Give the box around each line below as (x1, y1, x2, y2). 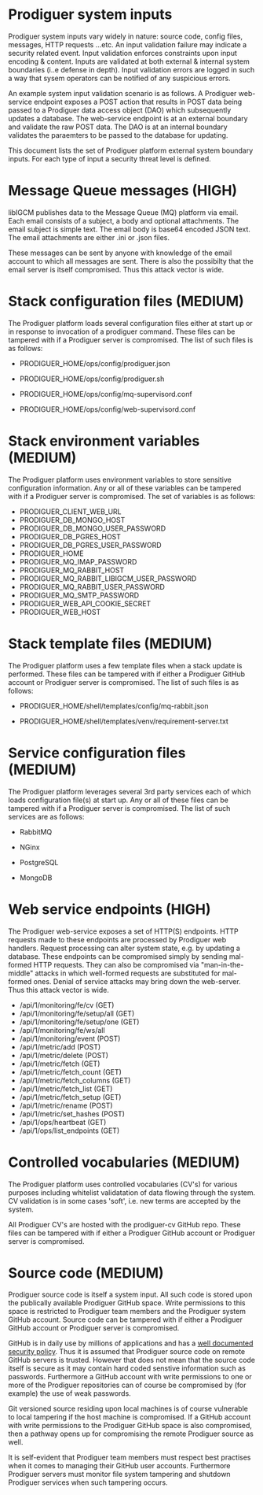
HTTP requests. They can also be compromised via (33, 960, 199, 969)
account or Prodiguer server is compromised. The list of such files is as (8, 677, 239, 686)
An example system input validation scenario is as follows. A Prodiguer (8, 88, 237, 98)
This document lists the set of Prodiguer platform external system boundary (8, 146, 254, 155)
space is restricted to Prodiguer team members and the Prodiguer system (8, 1307, 246, 1316)
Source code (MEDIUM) (8, 1264, 164, 1282)
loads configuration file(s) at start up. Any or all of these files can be (8, 795, 229, 805)
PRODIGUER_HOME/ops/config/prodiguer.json (19, 358, 170, 368)
